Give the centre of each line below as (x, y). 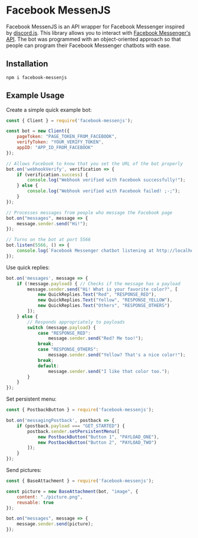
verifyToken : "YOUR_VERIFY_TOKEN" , (60, 142)
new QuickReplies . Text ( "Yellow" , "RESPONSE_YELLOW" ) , (105, 300)
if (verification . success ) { (52, 174)
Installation (27, 64)
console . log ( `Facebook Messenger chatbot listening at (85, 251)
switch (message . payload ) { (62, 328)
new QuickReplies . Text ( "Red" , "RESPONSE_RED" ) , (97, 295)
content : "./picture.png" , (50, 497)
